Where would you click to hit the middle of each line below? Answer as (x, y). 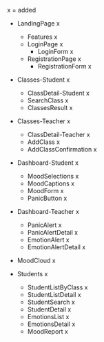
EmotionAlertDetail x (56, 247)
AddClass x (44, 142)
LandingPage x (38, 23)
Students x (32, 274)
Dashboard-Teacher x (48, 211)
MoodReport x (48, 331)
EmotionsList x (48, 317)
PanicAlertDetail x (53, 232)
